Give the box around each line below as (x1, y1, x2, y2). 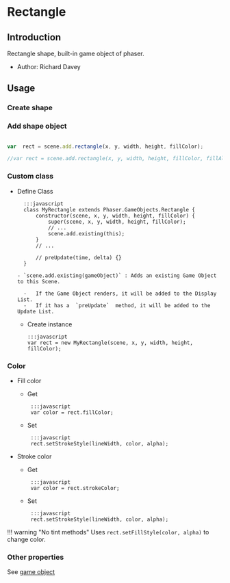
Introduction (7, 31, 62, 43)
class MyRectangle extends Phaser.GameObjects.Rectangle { (23, 206, 196, 213)
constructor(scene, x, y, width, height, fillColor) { (35, 212, 196, 219)
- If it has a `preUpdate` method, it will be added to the (23, 302, 211, 309)
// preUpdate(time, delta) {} (35, 254, 122, 261)
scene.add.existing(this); (47, 230, 125, 237)
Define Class (16, 187, 53, 195)
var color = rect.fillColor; (30, 409, 114, 416)
